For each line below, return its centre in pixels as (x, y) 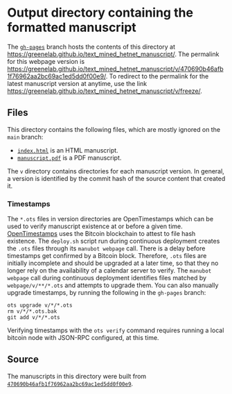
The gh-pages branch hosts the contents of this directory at (91, 46)
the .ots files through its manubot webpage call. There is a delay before (106, 248)
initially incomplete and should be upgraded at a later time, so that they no (113, 263)
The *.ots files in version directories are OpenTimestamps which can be (110, 219)
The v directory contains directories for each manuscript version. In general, (116, 171)
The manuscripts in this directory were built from (77, 376)
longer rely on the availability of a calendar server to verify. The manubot (109, 271)
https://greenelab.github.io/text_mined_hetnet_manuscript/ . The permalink (113, 54)
